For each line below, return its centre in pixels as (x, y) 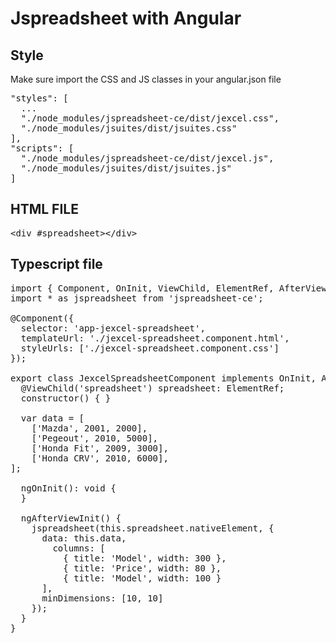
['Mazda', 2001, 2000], (89, 428)
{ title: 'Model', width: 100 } (142, 578)
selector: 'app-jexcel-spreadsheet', (113, 328)
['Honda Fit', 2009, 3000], (100, 448)
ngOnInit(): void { (68, 488)
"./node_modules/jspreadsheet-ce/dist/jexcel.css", (150, 118)
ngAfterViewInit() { (71, 518)
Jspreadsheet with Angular (126, 18)
